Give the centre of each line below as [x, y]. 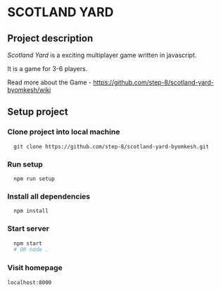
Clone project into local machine [64, 132]
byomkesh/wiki [29, 90]
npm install [31, 211]
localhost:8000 [30, 282]
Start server [28, 229]
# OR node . [31, 250]
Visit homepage [35, 268]
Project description [50, 38]
